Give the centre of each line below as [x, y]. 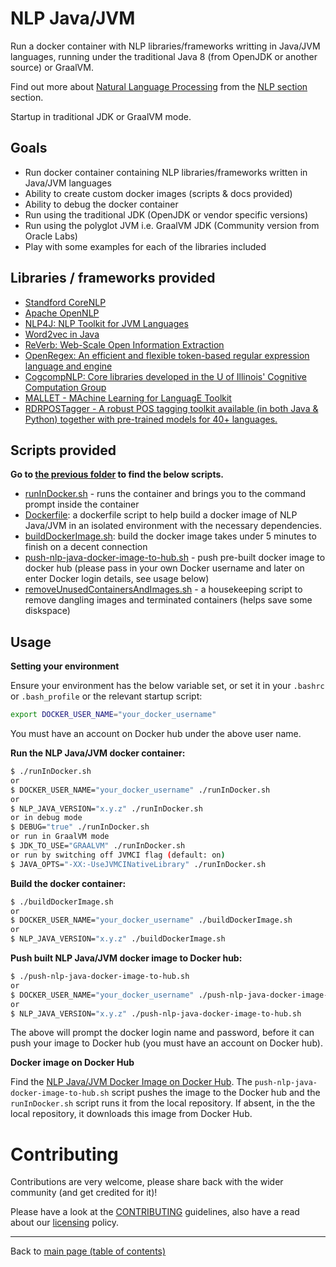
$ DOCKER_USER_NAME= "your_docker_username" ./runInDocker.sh [140, 790]
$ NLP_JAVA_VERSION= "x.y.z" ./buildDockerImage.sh [118, 939]
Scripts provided [63, 450]
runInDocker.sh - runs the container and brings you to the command [165, 494]
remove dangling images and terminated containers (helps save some [168, 600]
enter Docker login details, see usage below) [117, 579]
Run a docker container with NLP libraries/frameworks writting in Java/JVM [165, 46]
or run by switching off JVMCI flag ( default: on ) [118, 855]
